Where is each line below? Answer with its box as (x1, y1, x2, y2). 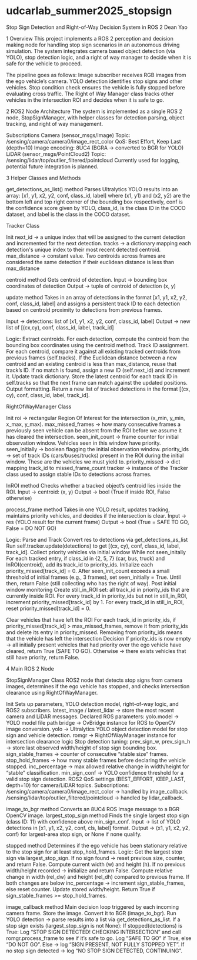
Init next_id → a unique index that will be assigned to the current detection (6, 234, 186, 241)
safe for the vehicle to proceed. (6, 60, 82, 67)
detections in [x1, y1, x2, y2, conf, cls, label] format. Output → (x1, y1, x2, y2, (6, 824, 190, 831)
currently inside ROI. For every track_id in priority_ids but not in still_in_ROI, (6, 592, 188, 599)
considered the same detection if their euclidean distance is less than (6, 258, 175, 265)
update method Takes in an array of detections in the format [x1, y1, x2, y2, (6, 294, 187, 301)
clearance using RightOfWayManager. (6, 689, 98, 696)
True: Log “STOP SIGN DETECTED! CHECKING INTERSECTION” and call (6, 928, 181, 935)
